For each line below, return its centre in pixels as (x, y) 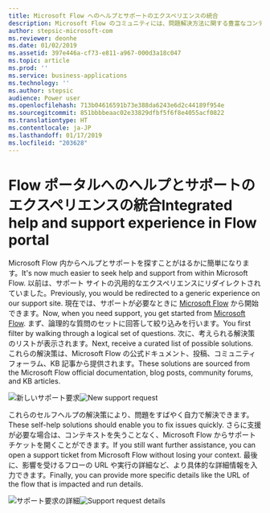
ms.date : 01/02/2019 (43, 46)
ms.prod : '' (28, 68)
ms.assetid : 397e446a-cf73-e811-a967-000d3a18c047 (95, 53)
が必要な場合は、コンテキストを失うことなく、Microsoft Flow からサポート (132, 435)
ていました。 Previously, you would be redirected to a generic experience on (134, 293)
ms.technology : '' (39, 83)
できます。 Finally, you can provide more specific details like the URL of (132, 475)
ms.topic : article (39, 61)
